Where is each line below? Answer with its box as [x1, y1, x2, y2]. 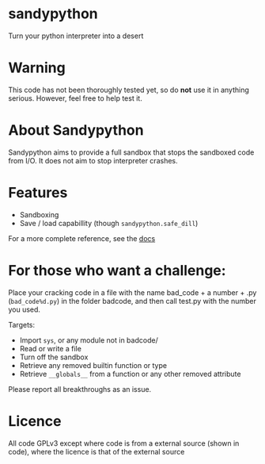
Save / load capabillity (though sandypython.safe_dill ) [19, 218, 199, 228]
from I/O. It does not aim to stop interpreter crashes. [8, 155, 178, 165]
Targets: [8, 320, 36, 329]
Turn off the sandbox [19, 352, 89, 362]
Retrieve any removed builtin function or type [19, 360, 168, 370]
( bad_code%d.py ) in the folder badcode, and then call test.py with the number [8, 296, 257, 305]
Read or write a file [19, 343, 81, 353]
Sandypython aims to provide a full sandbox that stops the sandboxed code [8, 148, 255, 157]
